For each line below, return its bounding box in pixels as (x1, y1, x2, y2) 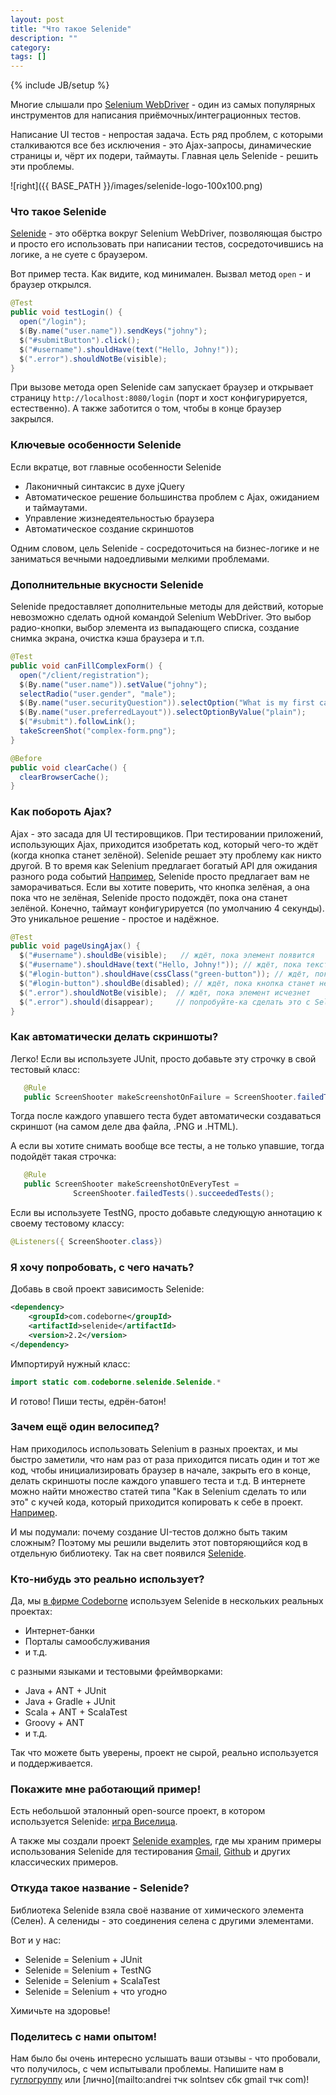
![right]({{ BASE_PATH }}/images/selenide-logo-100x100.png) (10, 180, 263, 192)
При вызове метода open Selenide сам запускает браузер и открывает (10, 381, 314, 393)
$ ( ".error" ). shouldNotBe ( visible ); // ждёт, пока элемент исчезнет (19, 987, 311, 998)
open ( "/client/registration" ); (19, 670, 150, 680)
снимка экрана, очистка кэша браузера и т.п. (10, 632, 205, 645)
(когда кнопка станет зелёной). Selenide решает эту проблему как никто (10, 849, 322, 861)
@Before (10, 753, 43, 763)
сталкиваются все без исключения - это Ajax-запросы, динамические (10, 139, 312, 151)
